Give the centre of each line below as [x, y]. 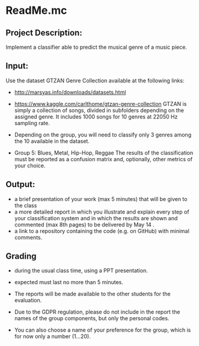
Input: [17, 66]
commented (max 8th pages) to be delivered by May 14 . [84, 224]
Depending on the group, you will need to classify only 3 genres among [103, 134]
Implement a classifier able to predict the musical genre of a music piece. [96, 47]
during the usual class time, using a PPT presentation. [81, 271]
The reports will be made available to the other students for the [92, 294]
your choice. [30, 165]
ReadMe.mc [36, 11]
